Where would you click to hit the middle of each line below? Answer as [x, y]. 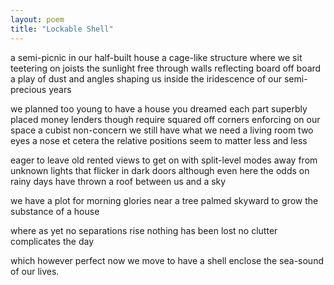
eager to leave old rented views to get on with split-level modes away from [164, 160]
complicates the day [52, 241]
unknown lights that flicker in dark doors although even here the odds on [160, 170]
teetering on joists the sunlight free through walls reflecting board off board [166, 68]
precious [28, 89]
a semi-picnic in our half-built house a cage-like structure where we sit [156, 57]
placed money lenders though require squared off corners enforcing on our [165, 119]
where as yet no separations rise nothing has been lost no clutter [144, 230]
